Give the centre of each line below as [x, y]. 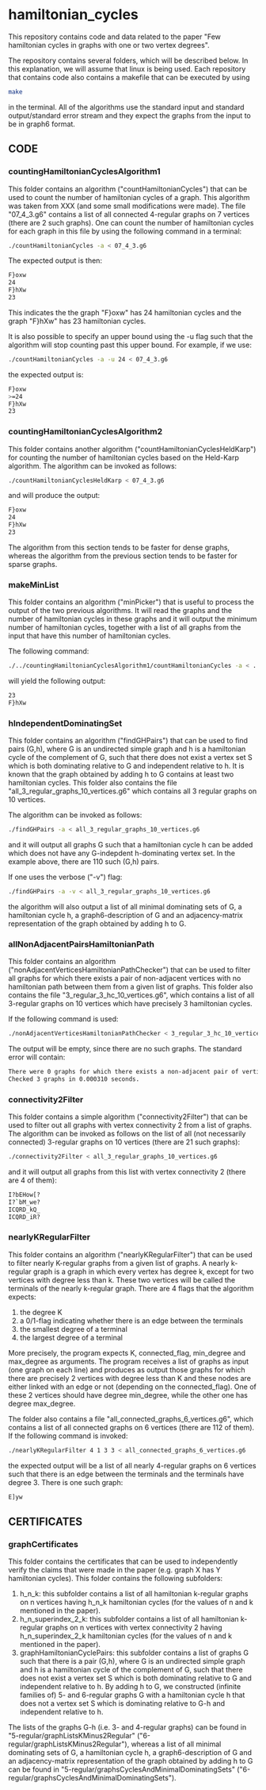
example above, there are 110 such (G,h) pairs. [84, 862]
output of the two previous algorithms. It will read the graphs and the [120, 611]
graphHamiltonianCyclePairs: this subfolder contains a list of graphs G [134, 1653]
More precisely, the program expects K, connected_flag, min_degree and [127, 1352]
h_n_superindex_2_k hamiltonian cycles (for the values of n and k [125, 1636]
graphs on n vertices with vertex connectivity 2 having [134, 1628]
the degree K [41, 1312]
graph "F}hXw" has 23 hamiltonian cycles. [77, 321]
